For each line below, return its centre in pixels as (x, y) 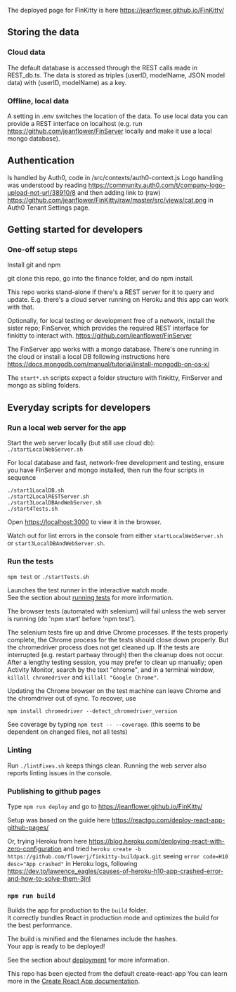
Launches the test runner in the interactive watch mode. (88, 590)
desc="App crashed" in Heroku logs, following (72, 864)
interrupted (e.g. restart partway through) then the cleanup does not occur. (116, 655)
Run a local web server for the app (67, 427)
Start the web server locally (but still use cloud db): (81, 443)
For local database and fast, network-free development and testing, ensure (116, 463)
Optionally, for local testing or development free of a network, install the (111, 321)
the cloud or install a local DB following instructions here (89, 357)
